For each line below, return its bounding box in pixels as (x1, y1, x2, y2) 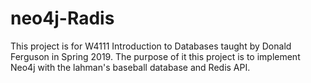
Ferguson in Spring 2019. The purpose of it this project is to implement (10, 50, 301, 62)
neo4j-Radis (10, 7, 115, 30)
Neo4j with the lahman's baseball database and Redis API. (10, 61, 251, 73)
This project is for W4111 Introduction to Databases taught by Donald (10, 40, 292, 52)
